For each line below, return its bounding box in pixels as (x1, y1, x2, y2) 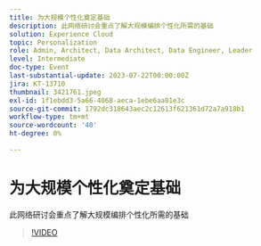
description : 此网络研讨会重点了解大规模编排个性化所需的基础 (9, 21, 214, 30)
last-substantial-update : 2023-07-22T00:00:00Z (9, 71, 190, 80)
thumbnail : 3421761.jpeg (9, 87, 102, 96)
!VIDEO (30, 226, 58, 237)
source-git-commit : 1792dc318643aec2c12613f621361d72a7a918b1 (9, 104, 245, 113)
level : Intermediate (9, 54, 86, 63)
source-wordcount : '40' (9, 121, 98, 130)
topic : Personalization (9, 37, 98, 47)
